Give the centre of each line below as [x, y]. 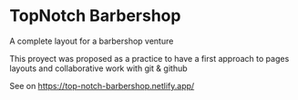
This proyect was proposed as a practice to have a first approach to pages [149, 58]
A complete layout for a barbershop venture [92, 41]
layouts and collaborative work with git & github [99, 68]
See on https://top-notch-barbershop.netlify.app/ [102, 85]
